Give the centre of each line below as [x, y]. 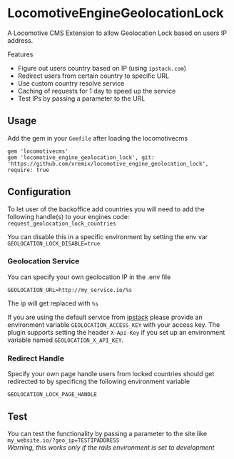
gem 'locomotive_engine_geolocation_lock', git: [81, 157]
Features [20, 54]
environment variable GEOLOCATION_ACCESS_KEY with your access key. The [114, 324]
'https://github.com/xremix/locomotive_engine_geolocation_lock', [108, 163]
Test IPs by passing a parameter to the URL [81, 99]
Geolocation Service [44, 261]
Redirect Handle [36, 358]
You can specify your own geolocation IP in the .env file [89, 277]
